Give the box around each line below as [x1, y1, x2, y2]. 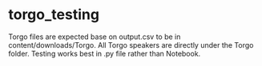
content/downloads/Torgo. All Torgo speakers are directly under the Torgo [8, 40, 254, 49]
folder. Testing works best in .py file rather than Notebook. [8, 49, 201, 58]
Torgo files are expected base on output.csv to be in [8, 32, 181, 41]
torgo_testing [8, 6, 100, 24]
